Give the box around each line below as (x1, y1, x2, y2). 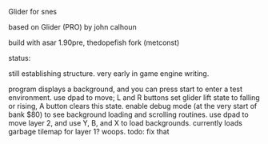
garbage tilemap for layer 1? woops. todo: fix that (8, 127, 170, 136)
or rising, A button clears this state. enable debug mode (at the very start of (8, 102, 258, 110)
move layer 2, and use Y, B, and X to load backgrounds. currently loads (8, 118, 242, 127)
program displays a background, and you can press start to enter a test (8, 84, 242, 94)
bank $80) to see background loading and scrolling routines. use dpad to (8, 110, 250, 119)
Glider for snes (8, 7, 58, 16)
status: (8, 54, 31, 62)
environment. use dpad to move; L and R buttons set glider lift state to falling (8, 93, 260, 102)
